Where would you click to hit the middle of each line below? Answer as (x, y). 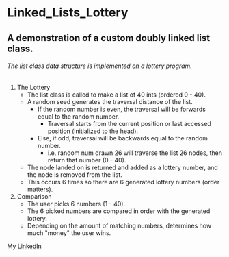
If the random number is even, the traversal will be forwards (122, 109)
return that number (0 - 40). (87, 160)
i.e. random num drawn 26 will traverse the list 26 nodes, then (135, 153)
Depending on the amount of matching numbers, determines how (119, 225)
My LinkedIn (25, 246)
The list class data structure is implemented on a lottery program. (100, 66)
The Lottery (33, 87)
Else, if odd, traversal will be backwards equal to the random (123, 138)
